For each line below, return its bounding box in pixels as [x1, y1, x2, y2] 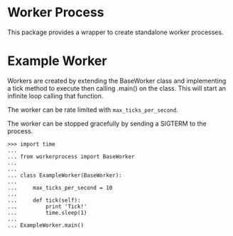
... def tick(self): [7, 197, 81, 204]
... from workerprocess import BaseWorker [7, 153, 135, 160]
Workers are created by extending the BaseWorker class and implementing [7, 76, 227, 85]
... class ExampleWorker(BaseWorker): [7, 172, 122, 179]
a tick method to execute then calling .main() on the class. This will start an [7, 83, 226, 93]
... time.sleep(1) [7, 209, 87, 216]
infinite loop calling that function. [7, 91, 104, 100]
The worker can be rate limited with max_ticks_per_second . [7, 105, 179, 114]
